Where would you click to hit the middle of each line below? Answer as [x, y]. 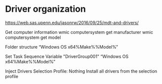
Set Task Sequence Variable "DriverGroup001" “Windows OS [67, 56]
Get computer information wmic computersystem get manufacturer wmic [79, 32]
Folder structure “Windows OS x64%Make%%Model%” [62, 47]
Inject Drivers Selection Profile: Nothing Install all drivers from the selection [81, 71]
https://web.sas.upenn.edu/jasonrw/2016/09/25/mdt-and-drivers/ [72, 23]
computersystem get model [33, 37]
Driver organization [46, 9]
